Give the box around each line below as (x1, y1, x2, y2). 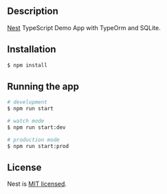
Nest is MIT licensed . (7, 180, 67, 188)
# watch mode (7, 118, 45, 125)
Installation (7, 44, 56, 56)
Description (7, 5, 58, 17)
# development (7, 99, 48, 106)
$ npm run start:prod (7, 143, 69, 149)
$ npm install (7, 62, 48, 69)
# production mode (7, 136, 60, 143)
